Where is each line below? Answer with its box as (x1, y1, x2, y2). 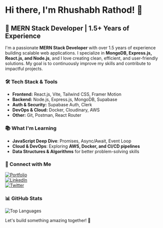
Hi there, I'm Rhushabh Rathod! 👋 (5, 4, 143, 16)
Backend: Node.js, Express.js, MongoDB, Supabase (12, 97, 118, 102)
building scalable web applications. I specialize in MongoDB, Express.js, (5, 50, 152, 56)
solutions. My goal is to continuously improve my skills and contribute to (5, 61, 151, 66)
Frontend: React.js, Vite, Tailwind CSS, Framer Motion (12, 91, 122, 98)
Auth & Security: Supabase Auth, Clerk (12, 102, 92, 108)
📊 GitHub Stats (5, 195, 43, 201)
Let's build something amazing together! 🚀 (5, 218, 91, 224)
